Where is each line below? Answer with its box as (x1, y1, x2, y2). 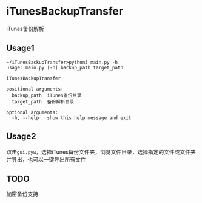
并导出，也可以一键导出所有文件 (6, 156, 86, 163)
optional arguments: (6, 109, 59, 115)
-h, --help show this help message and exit (12, 114, 132, 121)
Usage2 (6, 131, 36, 142)
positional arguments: (6, 86, 64, 92)
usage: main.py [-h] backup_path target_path (6, 64, 123, 71)
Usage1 (6, 43, 35, 53)
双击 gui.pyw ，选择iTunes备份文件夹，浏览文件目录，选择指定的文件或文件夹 (6, 148, 196, 156)
